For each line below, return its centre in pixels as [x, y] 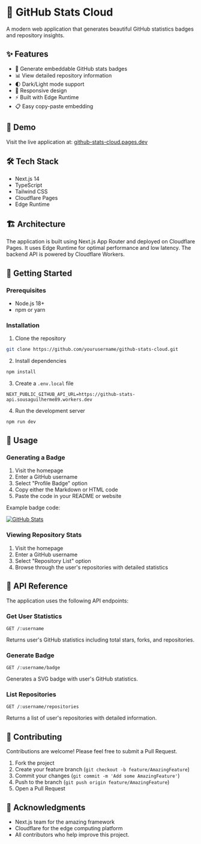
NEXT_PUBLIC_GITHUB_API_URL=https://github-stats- [71, 394]
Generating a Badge [36, 458]
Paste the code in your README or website [68, 496]
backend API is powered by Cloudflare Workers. [65, 254]
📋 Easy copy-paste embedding [54, 106]
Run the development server [50, 410]
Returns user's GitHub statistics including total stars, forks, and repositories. [100, 640]
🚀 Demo [21, 128]
